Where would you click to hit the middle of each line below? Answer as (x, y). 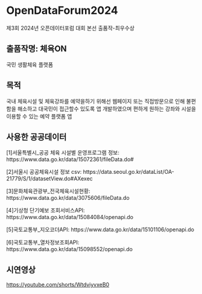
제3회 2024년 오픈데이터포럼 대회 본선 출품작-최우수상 (70, 28)
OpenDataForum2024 (62, 11)
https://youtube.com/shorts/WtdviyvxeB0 (58, 285)
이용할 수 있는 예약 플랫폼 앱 (39, 116)
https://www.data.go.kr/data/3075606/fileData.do (68, 198)
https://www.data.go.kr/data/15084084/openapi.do (70, 217)
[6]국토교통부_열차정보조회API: (43, 243)
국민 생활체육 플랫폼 (30, 65)
